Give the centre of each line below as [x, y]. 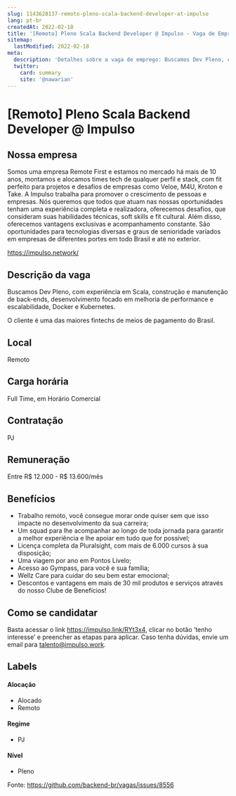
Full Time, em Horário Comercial [54, 398]
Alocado [29, 700]
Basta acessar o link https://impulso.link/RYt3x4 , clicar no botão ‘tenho [110, 630]
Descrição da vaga [49, 275]
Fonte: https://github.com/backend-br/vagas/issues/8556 [91, 785]
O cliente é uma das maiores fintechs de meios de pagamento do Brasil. [111, 320]
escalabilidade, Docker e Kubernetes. [61, 307]
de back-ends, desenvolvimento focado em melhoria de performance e [111, 299]
